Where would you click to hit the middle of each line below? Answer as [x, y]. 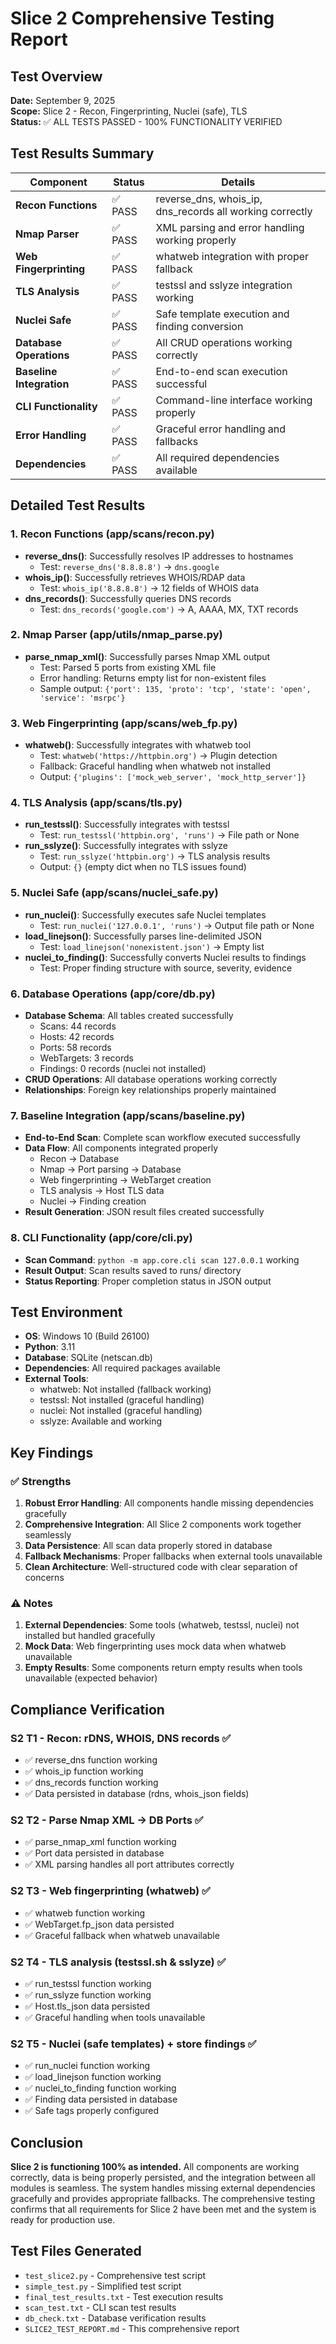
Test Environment [66, 1312]
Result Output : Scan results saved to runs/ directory [133, 1270]
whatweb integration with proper [232, 256]
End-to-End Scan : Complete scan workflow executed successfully [162, 1138]
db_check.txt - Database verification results [115, 2318]
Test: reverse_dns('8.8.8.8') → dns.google [129, 566]
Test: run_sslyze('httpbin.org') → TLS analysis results [155, 856]
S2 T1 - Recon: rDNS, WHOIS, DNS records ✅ [121, 1738]
